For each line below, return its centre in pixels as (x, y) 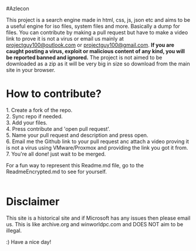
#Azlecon (18, 9)
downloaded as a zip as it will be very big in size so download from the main (98, 64)
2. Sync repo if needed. (35, 116)
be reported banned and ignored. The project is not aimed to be (84, 57)
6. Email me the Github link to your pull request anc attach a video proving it (97, 141)
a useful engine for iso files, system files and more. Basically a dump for (93, 26)
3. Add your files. (27, 123)
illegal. (14, 230)
